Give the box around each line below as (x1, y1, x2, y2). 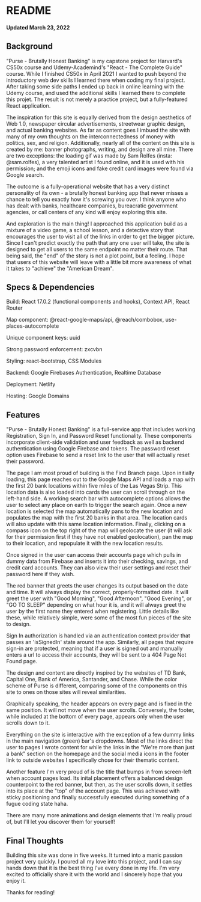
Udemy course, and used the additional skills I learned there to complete (6, 89, 186, 96)
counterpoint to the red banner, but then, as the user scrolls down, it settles (6, 781, 193, 788)
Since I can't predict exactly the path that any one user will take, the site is (6, 239, 190, 247)
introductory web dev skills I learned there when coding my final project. (6, 76, 185, 84)
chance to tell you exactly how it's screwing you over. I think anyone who (6, 195, 187, 203)
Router (6, 304, 23, 311)
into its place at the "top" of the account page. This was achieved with (6, 787, 180, 794)
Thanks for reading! (6, 889, 55, 896)
